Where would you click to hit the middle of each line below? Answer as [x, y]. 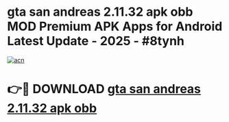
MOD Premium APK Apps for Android [115, 26]
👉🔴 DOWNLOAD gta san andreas [104, 89]
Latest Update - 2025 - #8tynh [96, 41]
